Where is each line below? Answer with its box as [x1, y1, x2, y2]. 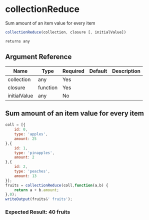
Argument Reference [5, 52, 72, 61]
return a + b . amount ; [14, 187, 59, 192]
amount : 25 [14, 136, 37, 141]
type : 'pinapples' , [14, 150, 55, 155]
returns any [5, 38, 30, 43]
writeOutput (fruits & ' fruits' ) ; [5, 196, 72, 202]
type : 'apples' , [14, 131, 48, 137]
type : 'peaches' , [14, 169, 50, 174]
